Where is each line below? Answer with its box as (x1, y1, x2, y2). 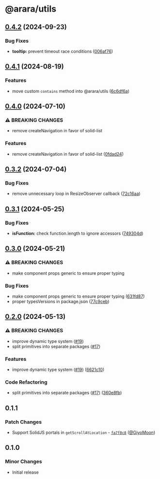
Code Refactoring (5, 378, 48, 385)
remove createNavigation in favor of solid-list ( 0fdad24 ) (12, 151, 124, 157)
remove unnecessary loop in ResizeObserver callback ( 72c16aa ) (12, 191, 141, 196)
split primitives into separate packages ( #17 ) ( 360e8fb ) (12, 390, 122, 396)
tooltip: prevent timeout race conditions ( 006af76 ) (12, 48, 113, 54)
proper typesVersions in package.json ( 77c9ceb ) (12, 298, 110, 304)
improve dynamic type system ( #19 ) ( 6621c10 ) (12, 366, 105, 373)
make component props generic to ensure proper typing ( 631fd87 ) (12, 293, 145, 299)
